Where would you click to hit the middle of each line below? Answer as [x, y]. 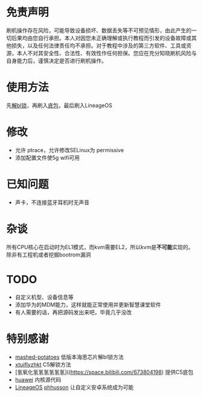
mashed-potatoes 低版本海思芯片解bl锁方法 [69, 357]
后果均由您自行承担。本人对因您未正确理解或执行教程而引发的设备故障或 [101, 38]
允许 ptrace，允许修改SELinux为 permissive [69, 150]
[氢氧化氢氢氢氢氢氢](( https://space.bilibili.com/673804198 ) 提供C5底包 [104, 372]
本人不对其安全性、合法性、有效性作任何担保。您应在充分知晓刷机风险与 [107, 53]
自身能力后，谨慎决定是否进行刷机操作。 [56, 61]
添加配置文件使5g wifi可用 [47, 158]
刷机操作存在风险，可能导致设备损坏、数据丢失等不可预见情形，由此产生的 [99, 30]
